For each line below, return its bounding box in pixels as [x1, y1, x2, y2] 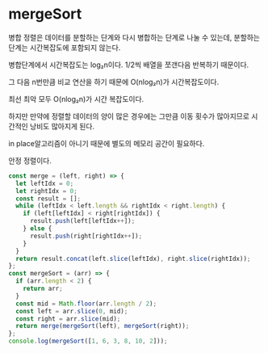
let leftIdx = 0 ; [15, 179, 74, 187]
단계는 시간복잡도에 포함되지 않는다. [8, 42, 121, 53]
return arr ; [23, 284, 63, 293]
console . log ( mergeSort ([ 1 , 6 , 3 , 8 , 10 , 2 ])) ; [8, 337, 168, 346]
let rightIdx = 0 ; [15, 187, 78, 195]
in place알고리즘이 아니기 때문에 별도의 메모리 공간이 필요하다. [8, 138, 205, 148]
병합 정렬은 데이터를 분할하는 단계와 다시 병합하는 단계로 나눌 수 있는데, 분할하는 [8, 32, 261, 42]
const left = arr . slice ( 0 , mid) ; [15, 307, 128, 315]
